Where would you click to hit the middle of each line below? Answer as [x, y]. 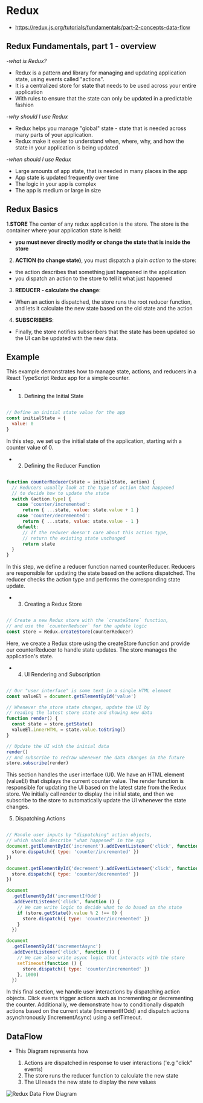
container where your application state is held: [64, 230]
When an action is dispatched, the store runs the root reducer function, [103, 302]
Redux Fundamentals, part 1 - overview [81, 46]
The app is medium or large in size [58, 190]
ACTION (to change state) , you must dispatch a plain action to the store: [105, 260]
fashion [24, 105]
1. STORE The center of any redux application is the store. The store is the [98, 224]
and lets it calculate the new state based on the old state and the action [104, 308]
